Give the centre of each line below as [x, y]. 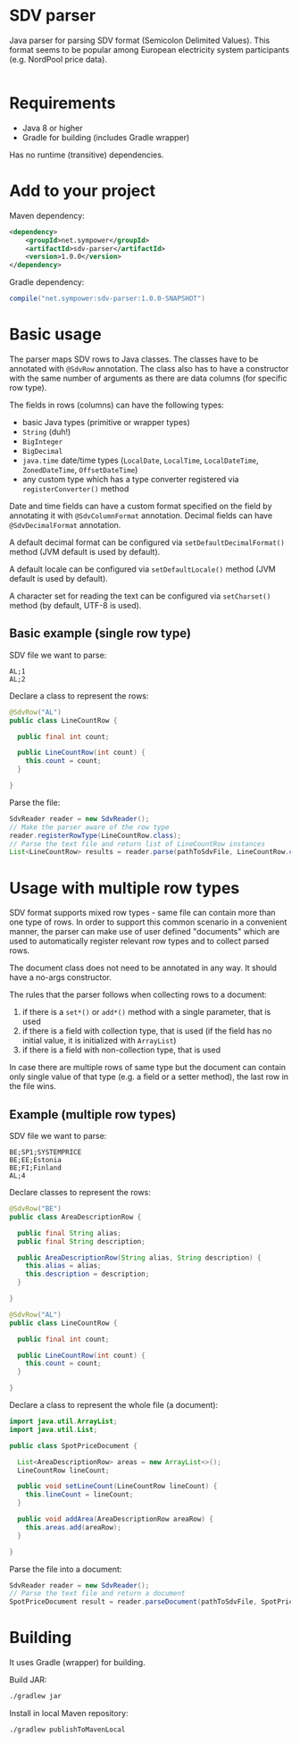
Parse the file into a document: [66, 1569]
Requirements [62, 103]
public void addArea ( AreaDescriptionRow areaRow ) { [116, 1520]
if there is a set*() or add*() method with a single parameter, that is [146, 1012]
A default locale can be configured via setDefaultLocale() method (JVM [142, 569]
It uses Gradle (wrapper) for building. [77, 1663]
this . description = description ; [87, 1274]
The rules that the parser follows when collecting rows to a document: [138, 995]
